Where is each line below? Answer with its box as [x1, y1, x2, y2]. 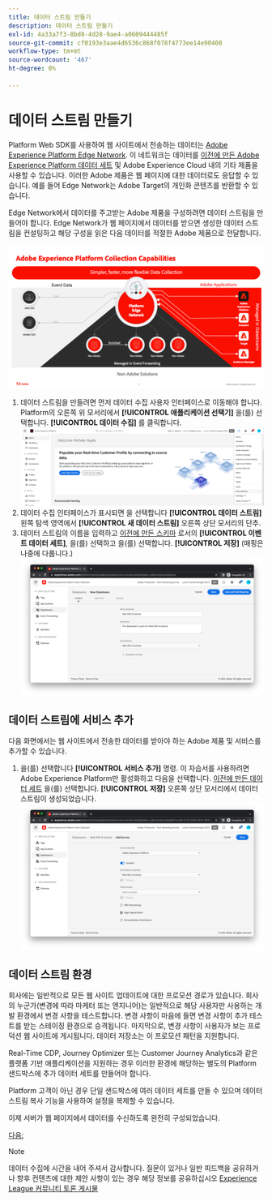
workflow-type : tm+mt [8, 47, 82, 56]
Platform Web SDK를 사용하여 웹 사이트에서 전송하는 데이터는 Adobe [8, 139, 228, 149]
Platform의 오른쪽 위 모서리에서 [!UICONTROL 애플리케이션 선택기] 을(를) [19, 407, 254, 417]
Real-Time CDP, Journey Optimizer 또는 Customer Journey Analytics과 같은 [8, 1049, 258, 1058]
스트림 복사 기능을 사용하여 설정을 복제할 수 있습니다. [8, 1096, 175, 1106]
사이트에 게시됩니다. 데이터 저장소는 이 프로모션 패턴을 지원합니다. [32, 1031, 240, 1041]
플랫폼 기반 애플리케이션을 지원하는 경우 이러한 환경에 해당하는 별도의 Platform [8, 1058, 257, 1068]
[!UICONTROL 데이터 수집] [50, 418, 137, 427]
